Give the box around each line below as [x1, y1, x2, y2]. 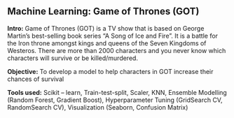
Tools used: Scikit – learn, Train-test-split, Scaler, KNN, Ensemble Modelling [7, 88, 228, 96]
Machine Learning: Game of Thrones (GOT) [7, 6, 200, 17]
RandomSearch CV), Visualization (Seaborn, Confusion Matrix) [7, 103, 188, 111]
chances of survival [7, 75, 64, 83]
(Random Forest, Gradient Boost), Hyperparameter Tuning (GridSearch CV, [7, 96, 223, 104]
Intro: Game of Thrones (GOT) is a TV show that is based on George [7, 24, 205, 32]
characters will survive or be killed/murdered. [7, 54, 139, 62]
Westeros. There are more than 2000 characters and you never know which [7, 46, 226, 54]
